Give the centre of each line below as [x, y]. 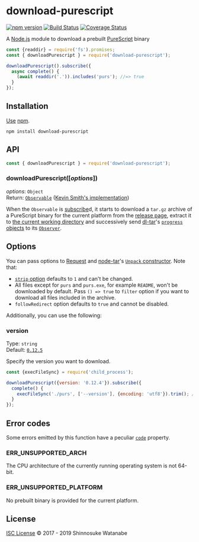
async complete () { [36, 71]
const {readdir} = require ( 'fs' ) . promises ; [61, 49]
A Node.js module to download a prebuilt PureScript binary [78, 39]
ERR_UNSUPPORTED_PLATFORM [54, 488]
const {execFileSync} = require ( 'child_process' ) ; [70, 372]
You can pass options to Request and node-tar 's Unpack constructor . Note [96, 261]
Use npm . [18, 120]
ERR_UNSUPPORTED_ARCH [46, 453]
